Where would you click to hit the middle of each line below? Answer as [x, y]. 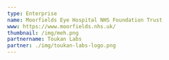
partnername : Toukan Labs [44, 39]
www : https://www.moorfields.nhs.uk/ [62, 26]
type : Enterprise [32, 13]
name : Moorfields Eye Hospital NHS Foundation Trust [85, 20]
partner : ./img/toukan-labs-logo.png [62, 46]
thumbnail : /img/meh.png [43, 33]
